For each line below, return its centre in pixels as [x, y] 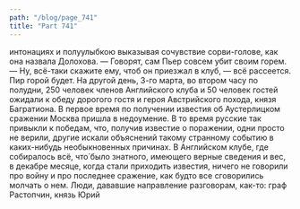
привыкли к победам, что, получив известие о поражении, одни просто [147, 127]
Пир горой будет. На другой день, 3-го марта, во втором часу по [133, 80]
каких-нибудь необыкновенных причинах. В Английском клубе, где [139, 147]
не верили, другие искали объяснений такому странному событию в [142, 137]
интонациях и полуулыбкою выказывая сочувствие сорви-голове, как [144, 51]
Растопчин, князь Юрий [55, 195]
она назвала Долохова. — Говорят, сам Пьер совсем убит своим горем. [148, 61]
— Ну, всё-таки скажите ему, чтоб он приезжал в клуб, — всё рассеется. [150, 70]
